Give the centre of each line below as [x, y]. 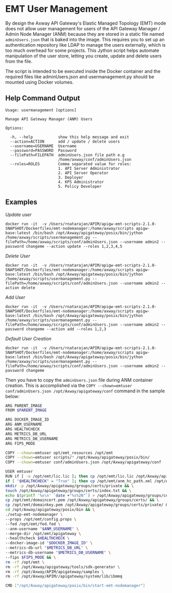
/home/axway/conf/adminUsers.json [95, 160]
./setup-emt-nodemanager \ [34, 515]
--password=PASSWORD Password [43, 150]
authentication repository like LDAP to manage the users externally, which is [85, 45]
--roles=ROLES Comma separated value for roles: [71, 164]
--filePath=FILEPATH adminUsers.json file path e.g [67, 155]
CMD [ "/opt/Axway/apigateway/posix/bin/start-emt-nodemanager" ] [75, 586]
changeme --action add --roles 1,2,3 [66, 329]
